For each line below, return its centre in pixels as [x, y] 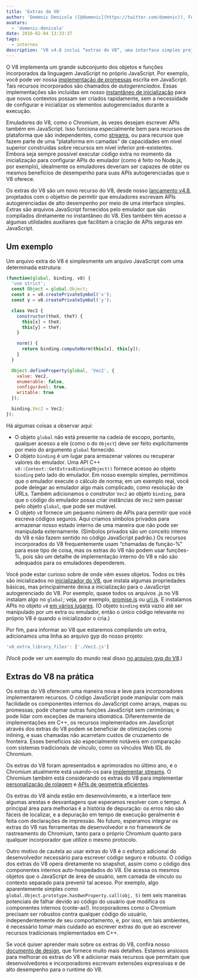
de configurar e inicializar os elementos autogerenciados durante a [88, 105]
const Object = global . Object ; [50, 289]
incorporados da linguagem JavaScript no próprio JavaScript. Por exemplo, [98, 73]
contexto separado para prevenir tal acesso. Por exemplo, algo [82, 883]
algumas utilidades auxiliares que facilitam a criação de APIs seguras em [94, 222]
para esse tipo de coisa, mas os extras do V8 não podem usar [90, 550]
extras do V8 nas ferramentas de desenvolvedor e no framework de [88, 827]
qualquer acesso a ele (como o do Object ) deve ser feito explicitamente [101, 443]
